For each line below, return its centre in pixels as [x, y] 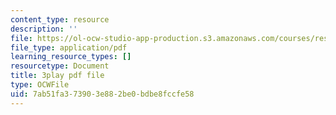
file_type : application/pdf [69, 47]
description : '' [44, 29]
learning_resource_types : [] [71, 57]
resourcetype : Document [60, 66]
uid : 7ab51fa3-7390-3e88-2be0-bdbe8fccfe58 [102, 94]
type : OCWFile [40, 85]
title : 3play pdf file [57, 76]
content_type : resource [60, 19]
